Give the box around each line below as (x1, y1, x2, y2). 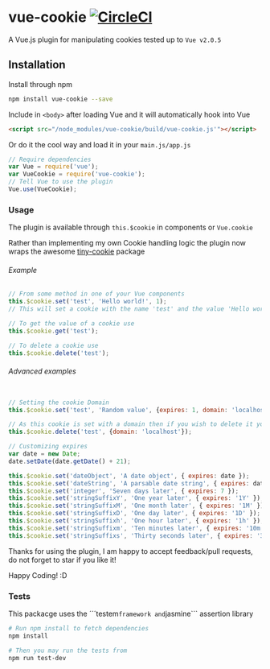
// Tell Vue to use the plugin (8, 178, 113, 186)
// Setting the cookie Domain (8, 399, 110, 407)
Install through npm (8, 79, 73, 89)
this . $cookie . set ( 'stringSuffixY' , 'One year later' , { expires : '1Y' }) (8, 494, 261, 502)
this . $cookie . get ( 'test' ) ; (8, 327, 99, 335)
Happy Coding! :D (8, 570, 67, 580)
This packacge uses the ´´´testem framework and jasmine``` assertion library (8, 609, 254, 618)
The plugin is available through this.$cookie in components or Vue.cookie (8, 222, 253, 233)
